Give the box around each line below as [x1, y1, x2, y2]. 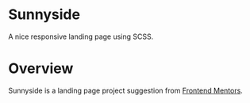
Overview [8, 59, 74, 78]
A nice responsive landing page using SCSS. [8, 32, 154, 41]
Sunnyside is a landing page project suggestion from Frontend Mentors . [8, 86, 244, 95]
